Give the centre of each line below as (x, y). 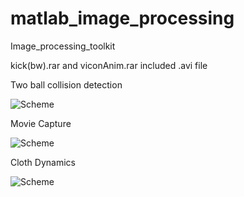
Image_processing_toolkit (63, 46)
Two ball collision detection (66, 84)
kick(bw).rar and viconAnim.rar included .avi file (109, 65)
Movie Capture (41, 123)
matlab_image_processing (122, 18)
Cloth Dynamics (43, 162)
